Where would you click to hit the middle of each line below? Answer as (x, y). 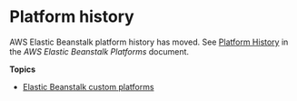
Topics (23, 69)
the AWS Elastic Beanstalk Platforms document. (99, 51)
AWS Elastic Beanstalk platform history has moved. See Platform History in (149, 42)
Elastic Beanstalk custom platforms (88, 86)
